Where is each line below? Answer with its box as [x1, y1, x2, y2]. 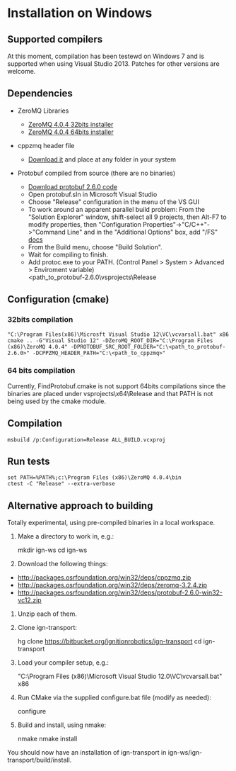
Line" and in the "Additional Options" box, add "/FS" [66, 227, 218, 236]
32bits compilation [7, 315, 73, 325]
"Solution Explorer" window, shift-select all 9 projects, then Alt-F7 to [28, 213, 228, 221]
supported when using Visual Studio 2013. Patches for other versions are [7, 60, 220, 68]
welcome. [7, 67, 36, 75]
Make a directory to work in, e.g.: [17, 532, 114, 541]
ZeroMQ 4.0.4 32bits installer [28, 120, 114, 128]
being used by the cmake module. [7, 397, 107, 405]
